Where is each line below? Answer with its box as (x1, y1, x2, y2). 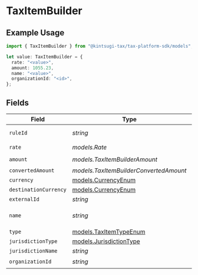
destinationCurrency (9, 186, 67, 193)
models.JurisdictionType (72, 237, 140, 245)
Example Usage (6, 28, 65, 38)
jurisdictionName (9, 247, 58, 254)
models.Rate (72, 143, 107, 152)
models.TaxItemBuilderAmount (72, 155, 158, 163)
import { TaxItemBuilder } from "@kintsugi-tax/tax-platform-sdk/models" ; (6, 43, 194, 49)
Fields (6, 97, 29, 107)
